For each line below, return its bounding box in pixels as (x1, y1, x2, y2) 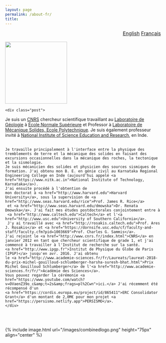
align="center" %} (5, 332, 42, 338)
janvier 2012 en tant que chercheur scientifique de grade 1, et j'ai (5, 238, 154, 243)
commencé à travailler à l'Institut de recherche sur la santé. (5, 242, 140, 248)
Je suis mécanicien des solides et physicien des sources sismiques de (5, 165, 156, 170)
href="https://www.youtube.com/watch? (5, 277, 85, 283)
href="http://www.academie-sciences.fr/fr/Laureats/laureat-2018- (18, 256, 158, 261)
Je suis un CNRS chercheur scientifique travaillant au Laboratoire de (5, 116, 144, 122)
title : (5, 16, 19, 21)
